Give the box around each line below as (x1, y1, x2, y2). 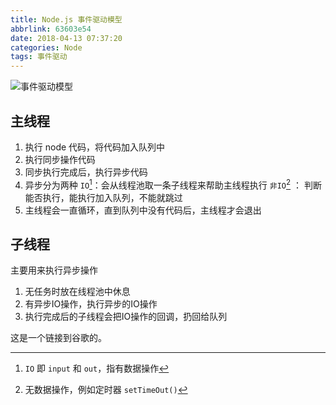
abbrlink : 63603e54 (10, 24, 92, 34)
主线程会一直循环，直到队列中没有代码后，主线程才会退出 (24, 204, 262, 216)
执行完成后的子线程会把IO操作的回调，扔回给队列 (24, 311, 228, 323)
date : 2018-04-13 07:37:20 (10, 33, 123, 43)
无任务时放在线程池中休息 (24, 286, 131, 298)
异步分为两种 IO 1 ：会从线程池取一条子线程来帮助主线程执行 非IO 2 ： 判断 (24, 177, 322, 191)
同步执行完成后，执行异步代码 (24, 166, 148, 178)
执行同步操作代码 (24, 153, 96, 165)
